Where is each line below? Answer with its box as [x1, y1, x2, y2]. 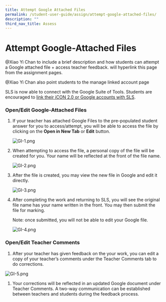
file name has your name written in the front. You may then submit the [12, 202, 156, 208]
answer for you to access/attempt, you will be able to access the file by [12, 123, 159, 129]
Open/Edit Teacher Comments [5, 239, 80, 246]
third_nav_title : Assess [5, 21, 57, 26]
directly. [12, 178, 29, 184]
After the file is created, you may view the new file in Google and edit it [12, 172, 158, 178]
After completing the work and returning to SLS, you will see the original [12, 197, 160, 203]
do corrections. [12, 261, 44, 267]
